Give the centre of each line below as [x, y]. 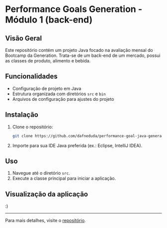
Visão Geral [24, 38]
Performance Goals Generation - [74, 9]
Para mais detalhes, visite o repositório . [45, 221]
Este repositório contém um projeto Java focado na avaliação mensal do [79, 50]
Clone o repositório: [33, 127]
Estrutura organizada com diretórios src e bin [59, 94]
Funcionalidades [32, 77]
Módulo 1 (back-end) [49, 20]
